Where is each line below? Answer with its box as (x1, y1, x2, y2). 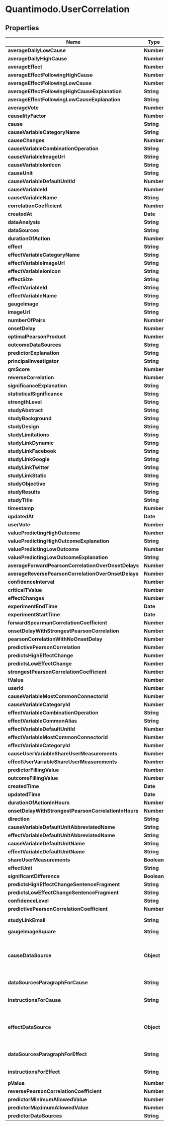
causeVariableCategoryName (8, 129, 80, 135)
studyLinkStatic (8, 472, 47, 479)
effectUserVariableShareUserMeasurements (8, 758, 117, 765)
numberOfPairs (8, 317, 45, 324)
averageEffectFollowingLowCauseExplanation (8, 96, 121, 103)
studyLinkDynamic (8, 439, 54, 446)
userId (8, 685, 24, 691)
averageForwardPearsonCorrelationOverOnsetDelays (8, 562, 139, 569)
